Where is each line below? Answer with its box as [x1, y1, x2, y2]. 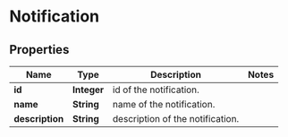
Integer [72, 83, 105, 96]
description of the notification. [112, 113, 240, 124]
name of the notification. [112, 98, 216, 110]
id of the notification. [112, 83, 199, 96]
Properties [9, 42, 70, 57]
